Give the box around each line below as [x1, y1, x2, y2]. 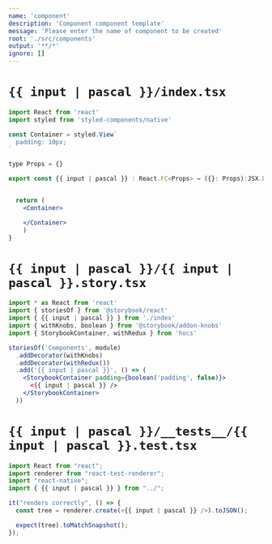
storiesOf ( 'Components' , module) [8, 344, 121, 352]
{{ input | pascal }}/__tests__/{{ [8, 423, 249, 439]
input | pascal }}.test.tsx [8, 438, 198, 453]
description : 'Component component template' [8, 19, 164, 28]
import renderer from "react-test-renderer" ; [8, 469, 164, 478]
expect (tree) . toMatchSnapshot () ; [15, 520, 129, 529]
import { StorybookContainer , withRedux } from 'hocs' [8, 329, 198, 337]
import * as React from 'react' [8, 299, 117, 307]
